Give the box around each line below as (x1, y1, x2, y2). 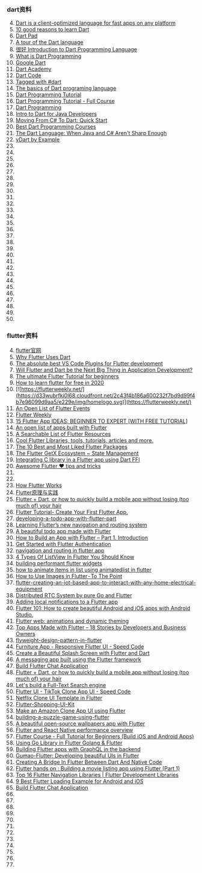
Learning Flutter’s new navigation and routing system (15, 521, 147, 529)
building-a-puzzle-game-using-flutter (15, 713, 110, 720)
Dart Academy (15, 65, 52, 73)
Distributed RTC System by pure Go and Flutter (15, 591, 132, 598)
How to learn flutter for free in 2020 (15, 379, 105, 386)
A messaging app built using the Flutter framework (15, 656, 141, 663)
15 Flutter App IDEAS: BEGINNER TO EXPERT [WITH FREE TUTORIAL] (15, 417, 188, 425)
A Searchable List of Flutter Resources (15, 430, 111, 437)
